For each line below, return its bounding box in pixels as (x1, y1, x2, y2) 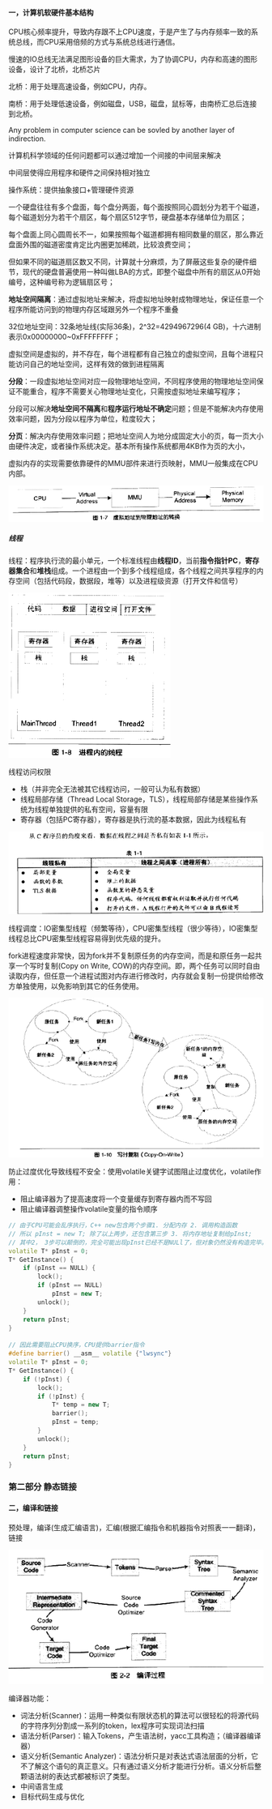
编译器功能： (8, 1694, 51, 1704)
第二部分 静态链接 (8, 1482, 77, 1493)
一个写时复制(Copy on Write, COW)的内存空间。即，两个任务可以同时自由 (15, 961, 261, 971)
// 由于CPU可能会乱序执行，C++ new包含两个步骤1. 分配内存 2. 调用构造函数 (8, 1221, 238, 1230)
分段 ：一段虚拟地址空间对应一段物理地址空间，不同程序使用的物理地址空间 (8, 377, 257, 387)
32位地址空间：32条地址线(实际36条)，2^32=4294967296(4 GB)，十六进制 (8, 322, 261, 331)
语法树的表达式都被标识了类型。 (27, 1772, 134, 1781)
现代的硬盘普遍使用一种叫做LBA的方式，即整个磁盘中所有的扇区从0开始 (22, 267, 261, 277)
